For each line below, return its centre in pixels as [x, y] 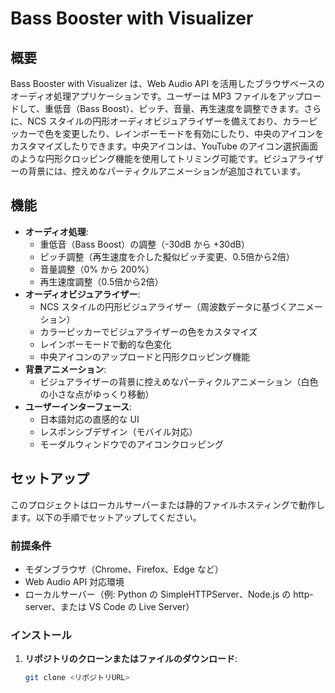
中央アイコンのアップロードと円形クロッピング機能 [144, 356]
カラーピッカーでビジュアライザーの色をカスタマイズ [148, 331]
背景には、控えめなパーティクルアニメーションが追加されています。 [167, 171]
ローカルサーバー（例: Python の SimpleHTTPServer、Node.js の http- [169, 594]
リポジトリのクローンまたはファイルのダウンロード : [131, 659]
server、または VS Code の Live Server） [109, 606]
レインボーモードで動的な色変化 [105, 344]
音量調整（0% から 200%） [97, 269]
